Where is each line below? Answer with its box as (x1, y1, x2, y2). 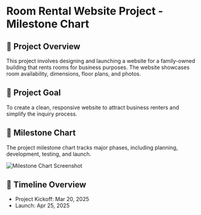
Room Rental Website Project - (6, 4, 163, 18)
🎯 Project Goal (6, 88, 61, 98)
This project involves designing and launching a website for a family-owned (6, 58, 196, 64)
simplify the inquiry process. (6, 110, 78, 117)
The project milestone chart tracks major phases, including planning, (6, 144, 178, 151)
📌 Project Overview (6, 41, 81, 51)
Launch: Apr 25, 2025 (15, 202, 70, 210)
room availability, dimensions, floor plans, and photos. (6, 70, 141, 77)
